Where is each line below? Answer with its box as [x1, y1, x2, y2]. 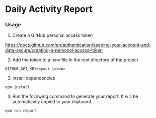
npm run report [5, 108, 37, 114]
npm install [5, 85, 30, 90]
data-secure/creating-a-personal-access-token [5, 47, 103, 53]
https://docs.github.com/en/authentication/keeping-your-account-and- [5, 42, 151, 48]
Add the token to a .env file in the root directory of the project [12, 57, 138, 63]
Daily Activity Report [5, 3, 93, 15]
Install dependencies [12, 75, 56, 81]
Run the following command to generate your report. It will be [12, 93, 138, 100]
